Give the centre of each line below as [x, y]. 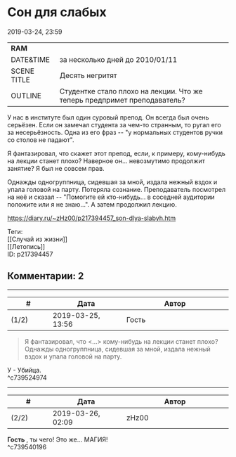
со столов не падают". [41, 140]
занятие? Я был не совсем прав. [56, 168]
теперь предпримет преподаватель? [122, 100]
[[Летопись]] [26, 246]
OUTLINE [26, 96]
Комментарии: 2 [46, 276]
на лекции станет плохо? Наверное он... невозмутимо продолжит [106, 161]
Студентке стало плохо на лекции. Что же [131, 91]
